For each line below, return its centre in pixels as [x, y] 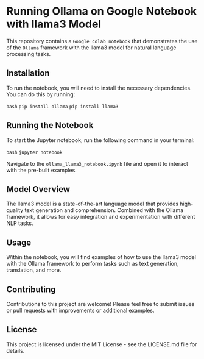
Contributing [31, 289]
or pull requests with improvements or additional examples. [80, 310]
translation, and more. [34, 270]
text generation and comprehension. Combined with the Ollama [104, 210]
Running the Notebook [50, 125]
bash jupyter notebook [34, 152]
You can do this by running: [41, 94]
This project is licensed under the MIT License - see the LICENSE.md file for [102, 344]
